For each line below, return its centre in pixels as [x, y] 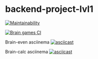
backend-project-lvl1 [49, 9]
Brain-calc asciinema [27, 52]
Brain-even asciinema [27, 42]
